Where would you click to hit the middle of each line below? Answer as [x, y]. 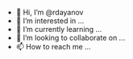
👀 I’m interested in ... [50, 21]
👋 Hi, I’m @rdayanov [50, 12]
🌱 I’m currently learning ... [59, 29]
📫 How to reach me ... [53, 47]
